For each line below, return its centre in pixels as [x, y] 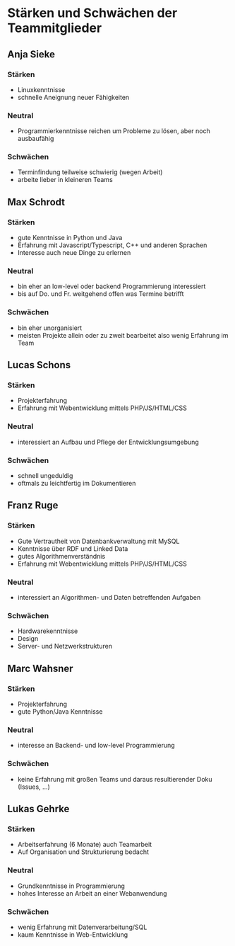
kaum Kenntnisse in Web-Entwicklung [73, 934]
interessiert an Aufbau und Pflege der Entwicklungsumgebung [108, 442]
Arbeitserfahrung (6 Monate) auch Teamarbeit [85, 845]
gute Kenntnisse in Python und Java [70, 238]
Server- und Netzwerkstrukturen [65, 646]
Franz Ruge [33, 505]
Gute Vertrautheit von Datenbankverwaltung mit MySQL [98, 541]
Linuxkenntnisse [41, 89]
